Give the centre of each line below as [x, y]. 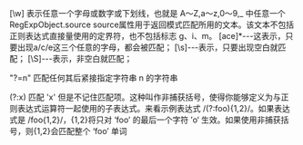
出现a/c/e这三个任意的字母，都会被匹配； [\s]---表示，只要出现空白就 [148, 47]
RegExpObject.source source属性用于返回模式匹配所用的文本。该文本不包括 [152, 24]
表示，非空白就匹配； [92, 58]
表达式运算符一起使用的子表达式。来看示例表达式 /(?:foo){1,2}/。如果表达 [154, 108]
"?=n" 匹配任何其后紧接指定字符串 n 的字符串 [94, 78]
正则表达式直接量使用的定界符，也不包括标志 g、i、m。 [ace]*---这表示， [147, 36]
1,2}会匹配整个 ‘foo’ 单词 [81, 131]
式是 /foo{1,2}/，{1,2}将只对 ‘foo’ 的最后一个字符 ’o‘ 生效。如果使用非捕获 [146, 120]
